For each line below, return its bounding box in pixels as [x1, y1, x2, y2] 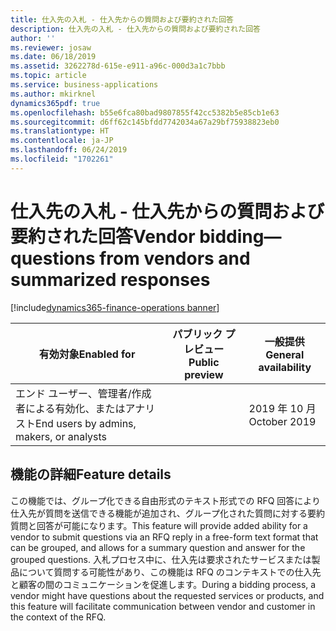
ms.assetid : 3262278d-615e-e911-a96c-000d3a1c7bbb [10, 61, 226, 71]
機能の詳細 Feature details [10, 466, 172, 483]
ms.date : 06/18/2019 [10, 52, 97, 62]
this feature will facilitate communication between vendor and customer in [10, 600, 316, 612]
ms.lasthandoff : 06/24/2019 [10, 145, 128, 155]
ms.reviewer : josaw [10, 42, 92, 53]
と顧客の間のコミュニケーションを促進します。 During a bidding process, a [10, 578, 317, 590]
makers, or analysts [15, 429, 108, 443]
